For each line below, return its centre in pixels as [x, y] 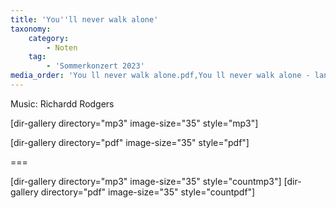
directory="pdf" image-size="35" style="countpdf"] [148, 192]
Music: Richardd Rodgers [62, 103]
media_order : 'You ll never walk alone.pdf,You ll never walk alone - [160, 76]
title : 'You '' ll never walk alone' [84, 19]
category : [49, 38]
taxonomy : [31, 29]
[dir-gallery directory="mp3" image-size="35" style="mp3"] [134, 123]
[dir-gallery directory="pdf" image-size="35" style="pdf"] [130, 142]
